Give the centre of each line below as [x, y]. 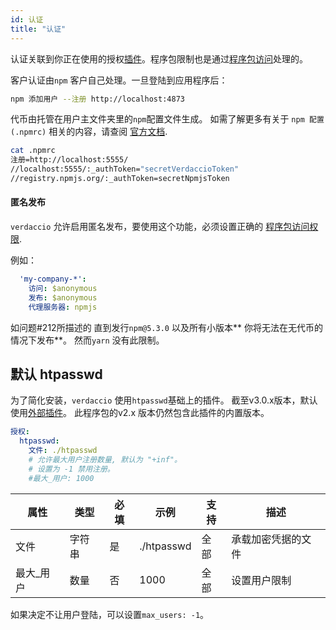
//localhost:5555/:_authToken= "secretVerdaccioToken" [125, 169]
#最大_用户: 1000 [61, 478]
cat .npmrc [33, 151]
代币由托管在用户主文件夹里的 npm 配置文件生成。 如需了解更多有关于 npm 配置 [167, 119]
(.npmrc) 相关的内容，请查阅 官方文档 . [89, 132]
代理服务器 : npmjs [63, 307]
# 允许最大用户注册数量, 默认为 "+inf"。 [105, 460]
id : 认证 [27, 19]
